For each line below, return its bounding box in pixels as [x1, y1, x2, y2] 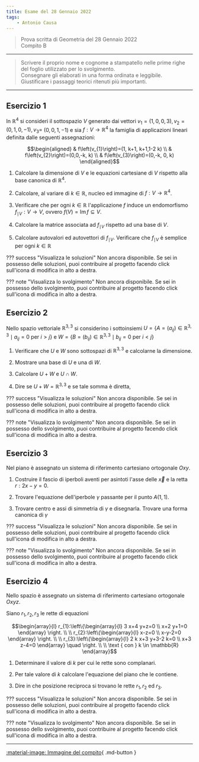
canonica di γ [14, 511, 48, 518]
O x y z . [6, 599, 21, 606]
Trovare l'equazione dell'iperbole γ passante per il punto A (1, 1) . [14, 493, 170, 500]
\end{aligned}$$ [79, 158, 120, 165]
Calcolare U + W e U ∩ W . [14, 371, 78, 378]
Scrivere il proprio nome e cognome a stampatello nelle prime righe [20, 59, 185, 66]
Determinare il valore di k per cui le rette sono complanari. [14, 660, 157, 667]
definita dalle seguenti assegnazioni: [6, 134, 96, 141]
